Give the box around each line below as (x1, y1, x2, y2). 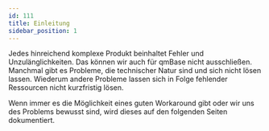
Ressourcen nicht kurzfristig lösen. (8, 83, 124, 92)
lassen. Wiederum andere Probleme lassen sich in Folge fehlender (8, 74, 228, 84)
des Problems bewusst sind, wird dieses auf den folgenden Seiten (8, 107, 228, 117)
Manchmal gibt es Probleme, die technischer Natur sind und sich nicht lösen (8, 66, 262, 76)
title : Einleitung (8, 19, 70, 27)
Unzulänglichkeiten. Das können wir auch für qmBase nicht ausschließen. (8, 57, 252, 67)
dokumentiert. (8, 116, 55, 125)
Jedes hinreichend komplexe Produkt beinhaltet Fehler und (8, 49, 204, 59)
